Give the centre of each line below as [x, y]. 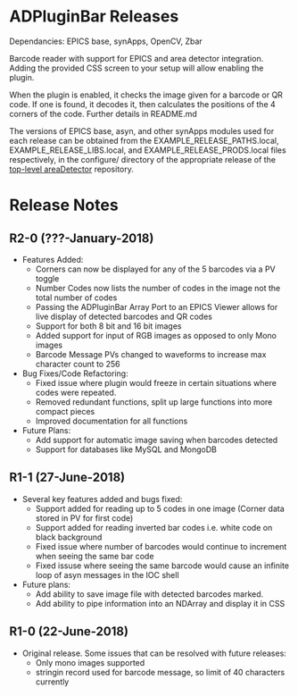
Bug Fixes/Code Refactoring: [75, 373]
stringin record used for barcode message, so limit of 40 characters [160, 672]
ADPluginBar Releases [94, 17]
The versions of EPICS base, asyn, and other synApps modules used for [142, 130]
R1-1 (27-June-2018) [67, 478]
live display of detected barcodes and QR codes [124, 316]
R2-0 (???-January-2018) [82, 238]
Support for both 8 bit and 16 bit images [108, 326]
